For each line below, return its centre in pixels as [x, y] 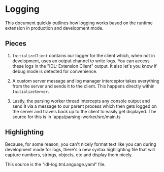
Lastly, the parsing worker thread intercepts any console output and [81, 101]
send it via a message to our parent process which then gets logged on [84, 106]
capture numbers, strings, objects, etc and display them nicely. [69, 155]
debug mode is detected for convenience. [55, 71]
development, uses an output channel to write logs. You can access [81, 61]
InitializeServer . [31, 91]
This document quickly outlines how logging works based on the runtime [79, 23]
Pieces [16, 44]
